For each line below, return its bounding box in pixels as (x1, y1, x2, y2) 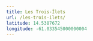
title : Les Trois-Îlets (6, 8, 66, 15)
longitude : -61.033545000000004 (6, 25, 87, 32)
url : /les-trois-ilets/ (6, 14, 66, 20)
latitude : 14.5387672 (6, 20, 61, 26)
